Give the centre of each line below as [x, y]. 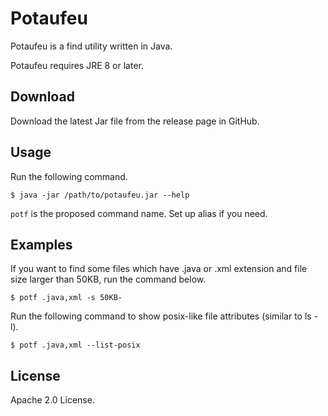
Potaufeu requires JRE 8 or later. [77, 65]
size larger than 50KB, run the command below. [108, 279]
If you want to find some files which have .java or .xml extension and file [159, 269]
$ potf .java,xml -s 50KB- [66, 298]
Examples [41, 244]
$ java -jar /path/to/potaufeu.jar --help [100, 195]
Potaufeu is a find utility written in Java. [91, 46]
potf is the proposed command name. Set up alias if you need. [139, 213]
